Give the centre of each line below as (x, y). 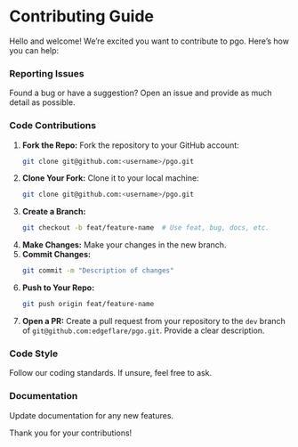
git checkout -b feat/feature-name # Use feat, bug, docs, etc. (145, 228)
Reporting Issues (47, 73)
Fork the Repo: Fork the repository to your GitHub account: (131, 145)
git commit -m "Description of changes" (98, 271)
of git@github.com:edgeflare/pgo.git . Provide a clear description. (143, 330)
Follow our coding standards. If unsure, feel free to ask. (110, 373)
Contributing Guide (81, 16)
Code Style (34, 354)
